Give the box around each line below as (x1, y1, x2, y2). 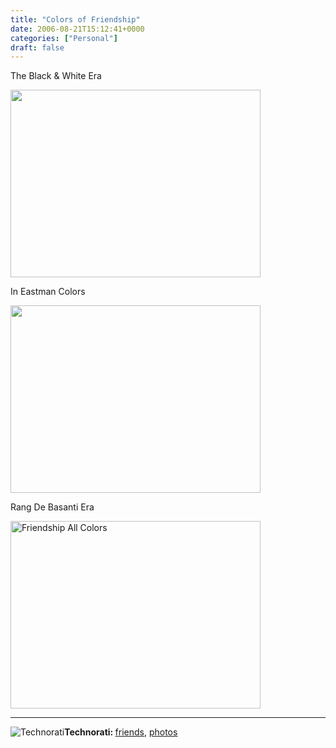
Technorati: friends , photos (64, 726, 178, 738)
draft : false (10, 42, 65, 53)
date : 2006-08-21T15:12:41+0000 (10, 24, 145, 34)
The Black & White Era (10, 70, 102, 82)
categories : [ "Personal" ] (10, 33, 118, 43)
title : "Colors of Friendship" (10, 14, 141, 25)
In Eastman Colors (10, 286, 86, 298)
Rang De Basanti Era (10, 501, 95, 513)
